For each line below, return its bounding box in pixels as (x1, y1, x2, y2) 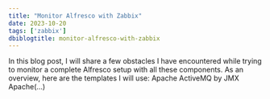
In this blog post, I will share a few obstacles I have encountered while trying (8, 56, 262, 66)
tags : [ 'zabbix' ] (8, 27, 67, 35)
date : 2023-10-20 (8, 19, 67, 27)
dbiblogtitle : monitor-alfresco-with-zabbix (8, 34, 160, 43)
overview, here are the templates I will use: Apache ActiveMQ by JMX (8, 73, 239, 83)
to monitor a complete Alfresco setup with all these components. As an (8, 65, 244, 75)
